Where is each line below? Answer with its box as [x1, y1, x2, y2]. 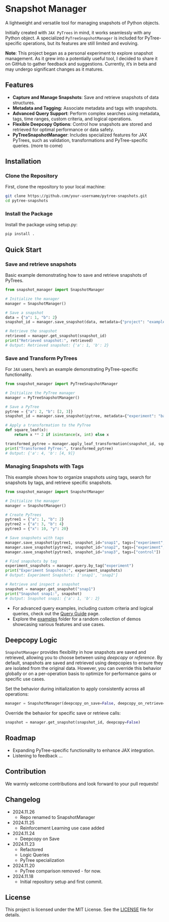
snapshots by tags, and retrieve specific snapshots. [5, 479, 112, 486]
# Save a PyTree [5, 404, 39, 409]
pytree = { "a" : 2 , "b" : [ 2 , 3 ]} [5, 409, 73, 414]
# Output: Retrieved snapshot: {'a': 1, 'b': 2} [5, 343, 109, 348]
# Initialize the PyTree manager [5, 390, 75, 396]
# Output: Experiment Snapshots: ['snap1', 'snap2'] [5, 573, 118, 578]
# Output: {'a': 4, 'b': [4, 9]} [5, 451, 75, 456]
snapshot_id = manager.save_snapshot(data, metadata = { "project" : [5, 319, 145, 325]
